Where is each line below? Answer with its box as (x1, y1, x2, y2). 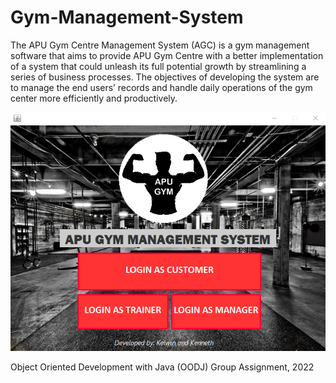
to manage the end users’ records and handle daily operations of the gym (10, 81, 313, 93)
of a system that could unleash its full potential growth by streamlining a (10, 60, 307, 72)
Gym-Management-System (10, 6, 244, 29)
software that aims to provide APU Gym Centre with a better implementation (10, 49, 324, 61)
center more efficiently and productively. (10, 92, 178, 104)
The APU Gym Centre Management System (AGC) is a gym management (10, 39, 310, 51)
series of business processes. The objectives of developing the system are (10, 71, 320, 83)
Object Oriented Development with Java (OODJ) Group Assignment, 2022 (10, 361, 315, 373)
